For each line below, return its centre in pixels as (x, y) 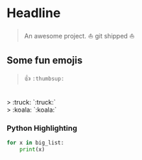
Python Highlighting (42, 128)
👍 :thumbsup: (44, 78)
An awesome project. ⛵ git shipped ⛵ (80, 36)
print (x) (32, 149)
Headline (34, 13)
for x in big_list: (35, 143)
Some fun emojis (45, 61)
